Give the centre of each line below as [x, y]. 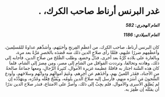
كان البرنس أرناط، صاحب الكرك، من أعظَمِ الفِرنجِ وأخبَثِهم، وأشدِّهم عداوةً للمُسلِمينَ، [82, 47]
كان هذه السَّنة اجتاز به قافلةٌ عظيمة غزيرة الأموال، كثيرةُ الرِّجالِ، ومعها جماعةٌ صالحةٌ [82, 68]
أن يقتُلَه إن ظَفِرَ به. [142, 89]
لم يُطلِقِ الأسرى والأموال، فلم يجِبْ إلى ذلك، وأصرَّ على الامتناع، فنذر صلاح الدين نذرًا [82, 84]
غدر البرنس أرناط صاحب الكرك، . [99, 11]
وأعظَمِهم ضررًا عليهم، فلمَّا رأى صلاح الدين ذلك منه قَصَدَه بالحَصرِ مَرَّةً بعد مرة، [87, 52]
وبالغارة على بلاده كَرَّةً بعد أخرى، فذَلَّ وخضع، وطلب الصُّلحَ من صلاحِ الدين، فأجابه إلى [82, 58]
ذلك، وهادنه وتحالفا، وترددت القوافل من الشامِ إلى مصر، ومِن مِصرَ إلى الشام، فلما [84, 63]
